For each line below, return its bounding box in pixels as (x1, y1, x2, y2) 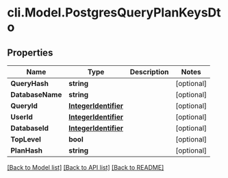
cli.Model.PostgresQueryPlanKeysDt (7, 5, 221, 21)
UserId (10, 112, 33, 122)
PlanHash (10, 146, 43, 155)
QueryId (10, 101, 38, 111)
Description (129, 67, 169, 76)
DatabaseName (10, 90, 62, 99)
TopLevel (10, 135, 41, 144)
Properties (7, 47, 53, 58)
